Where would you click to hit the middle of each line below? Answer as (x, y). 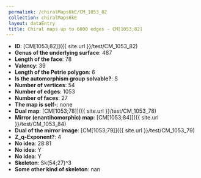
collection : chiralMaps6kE (43, 18)
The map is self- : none (43, 105)
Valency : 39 (30, 66)
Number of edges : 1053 (45, 91)
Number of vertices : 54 (45, 85)
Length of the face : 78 (43, 59)
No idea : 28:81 (33, 143)
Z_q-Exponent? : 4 (38, 137)
